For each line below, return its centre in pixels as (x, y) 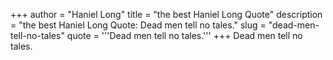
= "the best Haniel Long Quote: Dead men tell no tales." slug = (138, 25)
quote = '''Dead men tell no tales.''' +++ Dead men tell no (184, 35)
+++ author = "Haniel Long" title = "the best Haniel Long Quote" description (166, 14)
